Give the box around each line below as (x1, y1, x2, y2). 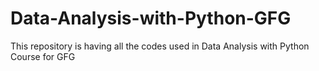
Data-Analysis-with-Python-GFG (10, 7, 292, 30)
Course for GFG (10, 50, 76, 62)
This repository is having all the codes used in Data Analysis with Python (10, 40, 310, 52)
